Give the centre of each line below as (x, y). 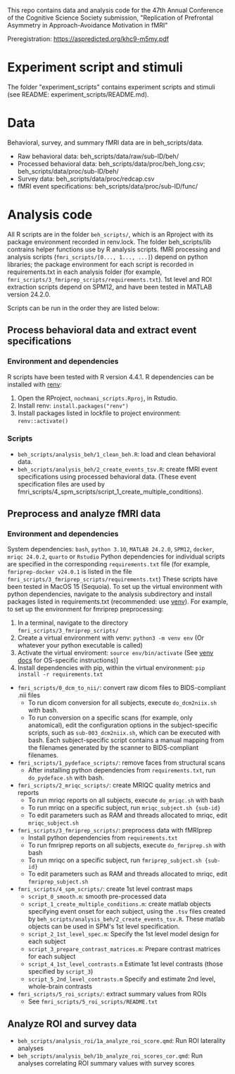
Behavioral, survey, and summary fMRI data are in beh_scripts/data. (106, 142)
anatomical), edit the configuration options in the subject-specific (123, 725)
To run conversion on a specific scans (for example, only (110, 718)
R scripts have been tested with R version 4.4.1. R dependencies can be (111, 376)
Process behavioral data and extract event (102, 330)
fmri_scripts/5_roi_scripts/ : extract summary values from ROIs (112, 994)
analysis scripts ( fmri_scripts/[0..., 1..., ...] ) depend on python (108, 256)
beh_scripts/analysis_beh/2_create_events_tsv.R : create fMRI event (118, 469)
